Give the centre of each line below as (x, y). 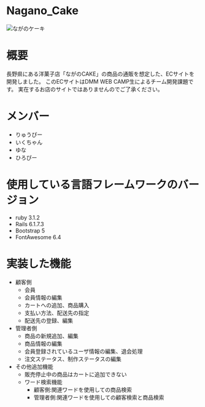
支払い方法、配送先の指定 (57, 313)
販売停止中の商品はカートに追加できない (75, 374)
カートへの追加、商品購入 (57, 305)
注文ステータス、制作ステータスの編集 (73, 359)
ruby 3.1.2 (27, 217)
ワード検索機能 (43, 382)
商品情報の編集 (43, 343)
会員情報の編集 (43, 297)
